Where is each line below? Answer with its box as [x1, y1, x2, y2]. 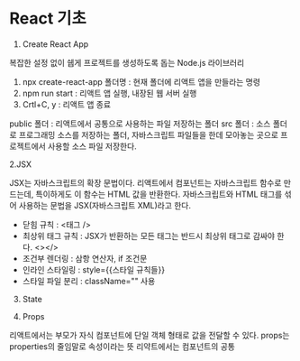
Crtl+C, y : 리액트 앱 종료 [22, 98, 111, 109]
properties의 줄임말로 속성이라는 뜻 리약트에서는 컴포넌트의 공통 [9, 340, 236, 352]
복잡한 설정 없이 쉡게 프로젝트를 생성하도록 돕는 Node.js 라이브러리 [9, 57, 245, 68]
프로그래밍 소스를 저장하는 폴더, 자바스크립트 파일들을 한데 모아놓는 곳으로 [18, 129, 279, 140]
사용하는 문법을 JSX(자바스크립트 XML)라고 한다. [18, 199, 192, 210]
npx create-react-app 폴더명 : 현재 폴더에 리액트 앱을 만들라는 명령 [22, 76, 261, 87]
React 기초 [9, 8, 87, 29]
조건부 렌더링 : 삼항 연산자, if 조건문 [22, 253, 148, 264]
